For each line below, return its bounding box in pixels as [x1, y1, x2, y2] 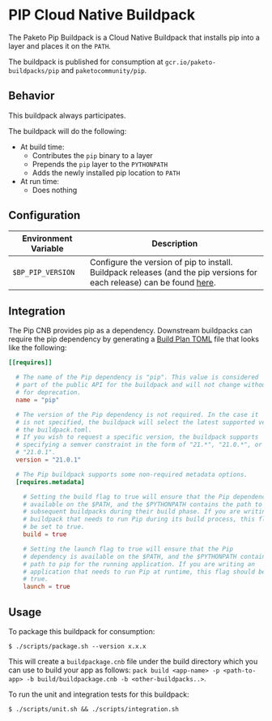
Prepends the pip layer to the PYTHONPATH [32, 159, 168, 169]
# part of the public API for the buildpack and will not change [15, 381, 241, 389]
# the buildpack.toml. [15, 426, 92, 434]
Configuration [8, 208, 81, 222]
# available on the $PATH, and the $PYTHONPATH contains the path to [23, 500, 263, 509]
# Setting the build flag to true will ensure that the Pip [23, 492, 230, 500]
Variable [31, 242, 64, 254]
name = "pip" [15, 396, 60, 404]
